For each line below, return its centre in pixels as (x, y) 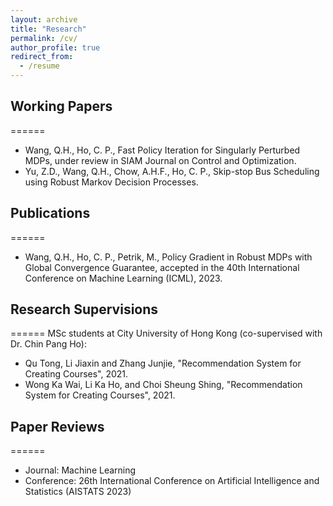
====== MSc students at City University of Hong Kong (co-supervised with (166, 333)
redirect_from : (42, 57)
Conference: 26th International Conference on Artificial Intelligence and (172, 481)
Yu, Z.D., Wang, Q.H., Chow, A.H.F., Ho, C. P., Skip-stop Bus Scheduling (172, 171)
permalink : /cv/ (44, 38)
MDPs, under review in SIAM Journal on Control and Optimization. (160, 160)
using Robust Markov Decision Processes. (111, 182)
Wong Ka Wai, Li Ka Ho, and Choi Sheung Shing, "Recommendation (163, 385)
